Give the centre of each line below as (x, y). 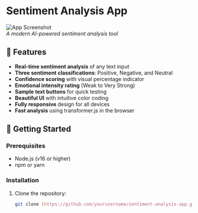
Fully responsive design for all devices (62, 104)
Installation (23, 180)
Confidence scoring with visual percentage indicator (79, 79)
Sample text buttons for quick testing (61, 91)
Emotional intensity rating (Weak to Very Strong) (75, 85)
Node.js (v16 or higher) (43, 159)
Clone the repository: (40, 193)
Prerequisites (26, 146)
